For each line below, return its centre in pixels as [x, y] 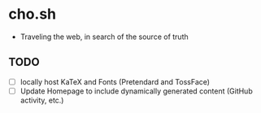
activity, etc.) [42, 100]
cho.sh [33, 14]
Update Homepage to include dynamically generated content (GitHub [137, 91]
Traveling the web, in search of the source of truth [104, 37]
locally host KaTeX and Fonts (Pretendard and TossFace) [115, 81]
